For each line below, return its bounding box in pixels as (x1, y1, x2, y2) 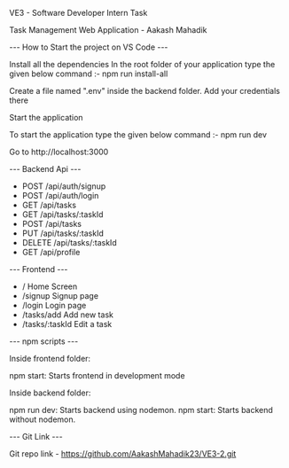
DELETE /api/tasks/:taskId (21, 238, 117, 247)
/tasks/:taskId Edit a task (21, 319, 113, 329)
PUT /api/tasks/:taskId (21, 228, 105, 238)
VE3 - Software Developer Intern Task (9, 8, 148, 18)
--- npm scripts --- (9, 336, 79, 347)
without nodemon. (9, 414, 76, 425)
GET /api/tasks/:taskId (21, 209, 104, 220)
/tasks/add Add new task (21, 309, 113, 320)
